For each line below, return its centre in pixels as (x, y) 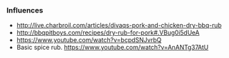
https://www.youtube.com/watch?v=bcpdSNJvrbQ (89, 40)
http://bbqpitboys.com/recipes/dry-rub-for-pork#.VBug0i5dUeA (108, 32)
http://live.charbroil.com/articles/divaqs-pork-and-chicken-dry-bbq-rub (119, 26)
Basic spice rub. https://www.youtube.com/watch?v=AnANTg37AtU (112, 48)
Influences (25, 10)
